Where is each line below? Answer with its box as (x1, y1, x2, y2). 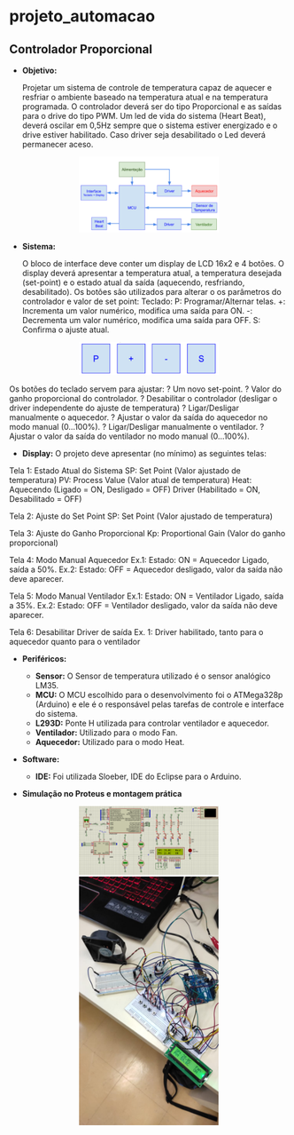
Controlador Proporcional (9, 42, 153, 57)
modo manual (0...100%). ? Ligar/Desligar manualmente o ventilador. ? (9, 422, 265, 433)
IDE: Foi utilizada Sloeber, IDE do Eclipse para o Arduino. (35, 771, 242, 782)
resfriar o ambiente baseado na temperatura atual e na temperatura (21, 91, 268, 102)
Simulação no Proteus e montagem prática (21, 789, 182, 799)
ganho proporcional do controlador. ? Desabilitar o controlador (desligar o (9, 393, 278, 404)
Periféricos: (21, 654, 67, 664)
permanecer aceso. (21, 139, 94, 149)
